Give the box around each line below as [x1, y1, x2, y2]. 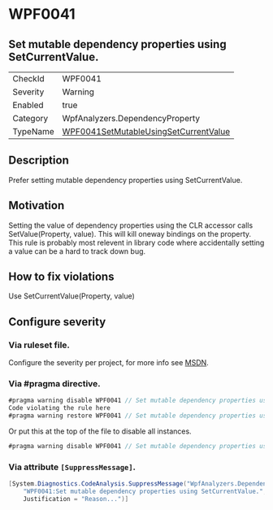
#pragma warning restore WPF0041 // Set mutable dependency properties [8, 412, 256, 420]
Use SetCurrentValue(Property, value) [8, 291, 136, 301]
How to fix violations [8, 270, 115, 284]
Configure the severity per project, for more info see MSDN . [8, 358, 209, 368]
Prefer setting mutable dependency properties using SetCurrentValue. [8, 175, 243, 185]
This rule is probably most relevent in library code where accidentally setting [8, 238, 265, 247]
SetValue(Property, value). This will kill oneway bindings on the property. [8, 229, 252, 238]
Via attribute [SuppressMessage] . [8, 461, 136, 473]
